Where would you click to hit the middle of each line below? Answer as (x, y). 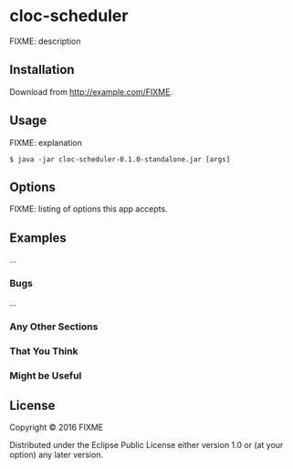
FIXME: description (45, 41)
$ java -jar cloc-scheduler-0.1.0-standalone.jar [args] (120, 159)
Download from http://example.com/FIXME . (91, 91)
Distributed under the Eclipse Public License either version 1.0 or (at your (146, 445)
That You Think (44, 351)
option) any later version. (56, 455)
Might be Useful (46, 376)
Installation (42, 70)
